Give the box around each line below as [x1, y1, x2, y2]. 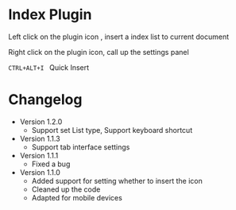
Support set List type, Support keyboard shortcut [31, 125, 193, 134]
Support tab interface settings [31, 142, 130, 152]
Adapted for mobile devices [31, 192, 123, 202]
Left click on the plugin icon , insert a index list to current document [8, 32, 230, 41]
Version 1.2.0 [19, 117, 63, 126]
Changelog [8, 91, 83, 109]
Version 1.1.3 [19, 134, 61, 143]
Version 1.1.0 [19, 167, 61, 177]
